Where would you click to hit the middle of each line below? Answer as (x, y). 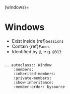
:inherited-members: (35, 74)
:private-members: (33, 78)
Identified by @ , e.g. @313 (36, 51)
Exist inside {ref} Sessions (38, 41)
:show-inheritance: (34, 82)
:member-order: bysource (39, 87)
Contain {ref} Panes (31, 46)
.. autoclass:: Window (28, 65)
